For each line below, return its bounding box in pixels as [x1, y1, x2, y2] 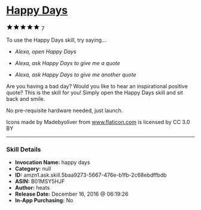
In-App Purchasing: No [14, 197, 74, 204]
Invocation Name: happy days [14, 159, 90, 166]
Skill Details [6, 145, 41, 153]
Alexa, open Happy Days [14, 48, 77, 55]
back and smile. [6, 95, 45, 102]
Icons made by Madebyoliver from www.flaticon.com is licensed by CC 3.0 [6, 118, 190, 125]
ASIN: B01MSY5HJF [14, 178, 65, 185]
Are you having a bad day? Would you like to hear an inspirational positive [6, 82, 188, 89]
